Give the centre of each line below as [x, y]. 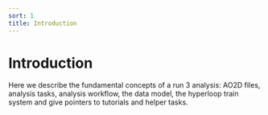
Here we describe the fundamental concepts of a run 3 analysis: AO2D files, [134, 85]
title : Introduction [43, 23]
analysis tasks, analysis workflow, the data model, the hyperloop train [124, 94]
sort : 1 [21, 16]
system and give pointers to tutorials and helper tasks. [98, 102]
